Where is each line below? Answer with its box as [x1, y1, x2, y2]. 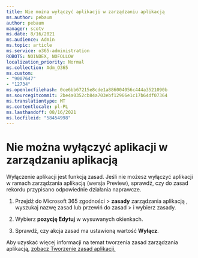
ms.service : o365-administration [6, 48, 90, 54]
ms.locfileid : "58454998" [6, 115, 71, 121]
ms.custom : [6, 70, 34, 76]
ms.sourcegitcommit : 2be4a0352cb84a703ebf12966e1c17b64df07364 [6, 92, 168, 98]
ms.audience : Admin [6, 37, 55, 43]
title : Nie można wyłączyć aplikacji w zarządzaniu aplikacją [6, 8, 165, 15]
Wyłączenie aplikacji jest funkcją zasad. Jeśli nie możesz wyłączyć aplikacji [6, 173, 193, 181]
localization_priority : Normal [6, 59, 85, 65]
